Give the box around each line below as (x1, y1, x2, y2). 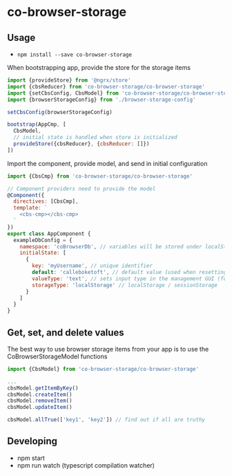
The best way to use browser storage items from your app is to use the (7, 345, 209, 353)
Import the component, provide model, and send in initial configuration (7, 159, 208, 167)
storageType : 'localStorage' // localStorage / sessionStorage (32, 282, 217, 289)
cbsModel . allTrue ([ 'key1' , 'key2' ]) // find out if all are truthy (7, 416, 206, 423)
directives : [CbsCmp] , (13, 198, 79, 205)
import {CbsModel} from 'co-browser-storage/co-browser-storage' (7, 365, 199, 372)
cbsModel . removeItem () (7, 397, 72, 405)
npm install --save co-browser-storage (17, 51, 133, 58)
